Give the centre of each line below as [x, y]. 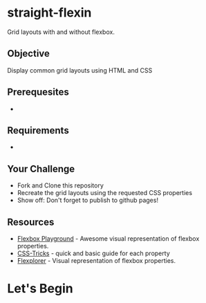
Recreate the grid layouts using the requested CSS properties [104, 193]
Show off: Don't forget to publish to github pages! [88, 200]
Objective [29, 54]
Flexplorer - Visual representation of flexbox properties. [96, 260]
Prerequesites [38, 92]
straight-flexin [49, 13]
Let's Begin [40, 289]
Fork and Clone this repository [60, 185]
